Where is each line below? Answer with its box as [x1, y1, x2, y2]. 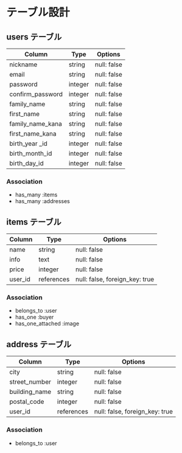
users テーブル [6, 32, 62, 42]
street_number [9, 378, 52, 386]
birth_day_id [9, 159, 44, 167]
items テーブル [6, 216, 62, 227]
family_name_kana [9, 120, 62, 128]
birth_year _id [9, 139, 47, 148]
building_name [9, 387, 52, 396]
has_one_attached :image [15, 320, 80, 327]
